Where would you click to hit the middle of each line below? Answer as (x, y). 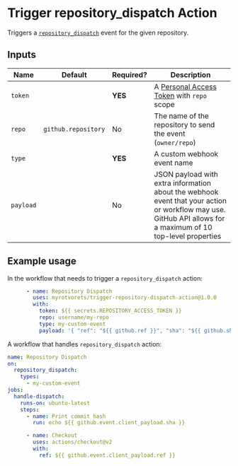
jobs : (15, 390)
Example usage (42, 261)
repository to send (185, 124)
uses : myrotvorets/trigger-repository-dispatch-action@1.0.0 (125, 298)
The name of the (181, 116)
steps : (30, 409)
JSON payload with (186, 174)
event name (174, 163)
